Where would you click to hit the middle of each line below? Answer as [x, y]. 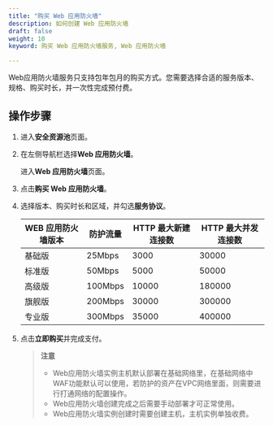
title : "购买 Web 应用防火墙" [55, 16]
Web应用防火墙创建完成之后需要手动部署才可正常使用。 [146, 403]
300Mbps [105, 316]
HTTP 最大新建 [162, 228]
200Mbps [105, 301]
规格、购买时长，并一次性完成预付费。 [72, 88]
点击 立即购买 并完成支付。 [63, 338]
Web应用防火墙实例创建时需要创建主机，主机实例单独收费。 [153, 413]
